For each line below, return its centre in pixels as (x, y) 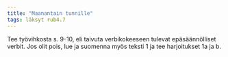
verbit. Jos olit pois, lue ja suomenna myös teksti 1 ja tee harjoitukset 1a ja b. (114, 46)
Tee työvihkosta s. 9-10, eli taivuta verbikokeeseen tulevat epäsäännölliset (112, 39)
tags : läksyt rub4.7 (37, 20)
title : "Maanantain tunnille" (50, 13)
